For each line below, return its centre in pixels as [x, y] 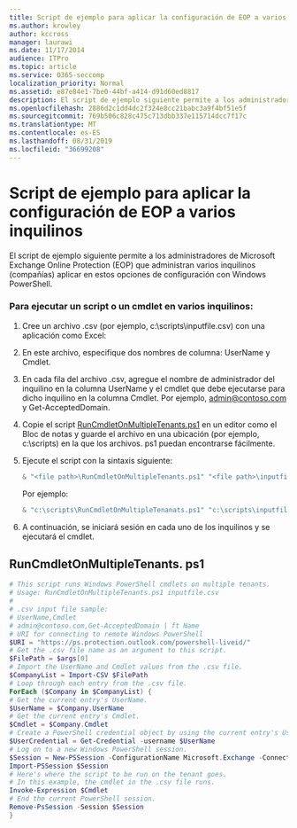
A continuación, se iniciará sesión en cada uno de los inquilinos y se [146, 527]
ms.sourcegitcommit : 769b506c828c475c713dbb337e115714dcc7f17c [128, 116]
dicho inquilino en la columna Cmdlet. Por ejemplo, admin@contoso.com [154, 398]
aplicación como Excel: [64, 335]
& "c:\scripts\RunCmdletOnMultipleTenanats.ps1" [113, 510]
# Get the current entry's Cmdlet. [75, 716]
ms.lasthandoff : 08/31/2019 [61, 141]
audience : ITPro [39, 59]
